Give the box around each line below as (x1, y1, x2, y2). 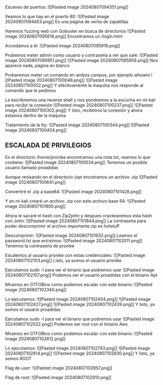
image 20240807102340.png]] (5, 287, 67, 292)
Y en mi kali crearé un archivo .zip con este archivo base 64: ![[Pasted (5, 198, 146, 204)
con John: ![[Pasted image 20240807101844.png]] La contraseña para (5, 218, 146, 224)
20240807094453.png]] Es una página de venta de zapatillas (5, 19, 129, 24)
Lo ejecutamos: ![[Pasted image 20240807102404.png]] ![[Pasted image (5, 296, 151, 302)
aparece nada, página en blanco (5, 63, 70, 68)
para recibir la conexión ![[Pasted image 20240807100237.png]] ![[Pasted (5, 102, 153, 108)
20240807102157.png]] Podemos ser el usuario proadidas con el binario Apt (5, 272, 158, 278)
